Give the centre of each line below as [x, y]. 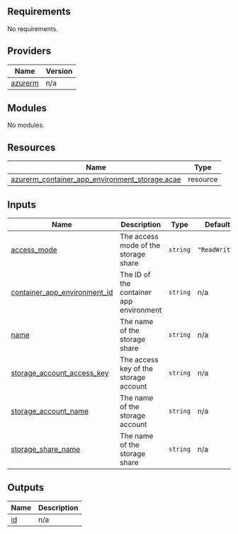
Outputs [26, 488]
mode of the [140, 245]
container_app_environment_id [62, 292]
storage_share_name [46, 450]
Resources [32, 147]
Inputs [22, 205]
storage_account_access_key [60, 373]
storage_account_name [50, 411]
